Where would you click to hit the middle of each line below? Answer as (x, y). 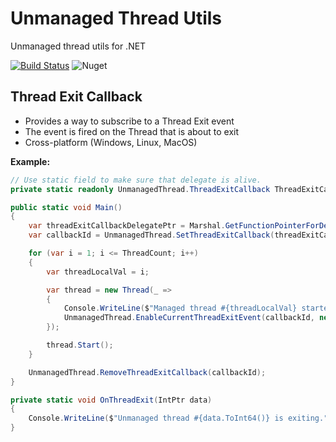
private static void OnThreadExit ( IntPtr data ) (111, 400)
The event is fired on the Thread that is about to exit (132, 131)
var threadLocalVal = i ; (98, 272)
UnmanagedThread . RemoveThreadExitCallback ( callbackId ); (147, 372)
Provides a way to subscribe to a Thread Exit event (129, 121)
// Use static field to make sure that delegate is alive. (136, 180)
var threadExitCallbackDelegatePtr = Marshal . (127, 226)
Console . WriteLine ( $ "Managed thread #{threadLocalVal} (180, 308)
